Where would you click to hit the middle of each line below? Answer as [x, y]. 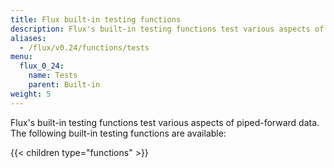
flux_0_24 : [42, 66]
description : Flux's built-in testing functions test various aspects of [167, 29]
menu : [21, 57]
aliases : [28, 38]
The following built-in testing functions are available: [118, 133]
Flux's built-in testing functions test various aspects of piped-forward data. [165, 122]
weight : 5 [31, 94]
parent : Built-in [64, 85]
